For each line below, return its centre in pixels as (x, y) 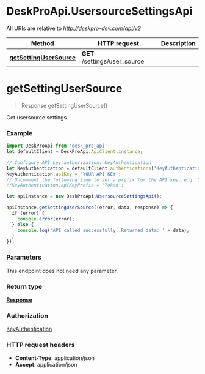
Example (20, 133)
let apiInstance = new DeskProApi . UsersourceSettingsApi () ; (85, 196)
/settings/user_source (113, 61)
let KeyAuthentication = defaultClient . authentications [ (80, 168)
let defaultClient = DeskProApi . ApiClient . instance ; (75, 152)
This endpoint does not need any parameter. (62, 271)
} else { (23, 225)
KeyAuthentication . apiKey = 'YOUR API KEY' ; (64, 174)
